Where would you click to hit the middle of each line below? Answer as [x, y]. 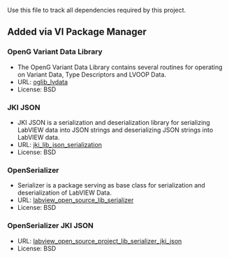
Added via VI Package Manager [77, 32]
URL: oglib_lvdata [43, 82]
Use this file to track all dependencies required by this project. [97, 10]
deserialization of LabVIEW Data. [64, 193]
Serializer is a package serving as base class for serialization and [111, 185]
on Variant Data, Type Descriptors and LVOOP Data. [91, 74]
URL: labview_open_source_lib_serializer [75, 200]
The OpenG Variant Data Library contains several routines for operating [120, 67]
